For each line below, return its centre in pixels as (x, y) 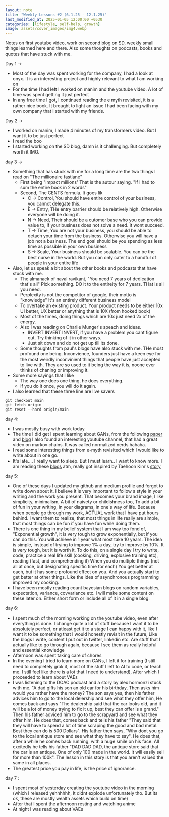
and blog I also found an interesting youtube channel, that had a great (85, 439)
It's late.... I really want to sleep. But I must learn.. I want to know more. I (87, 461)
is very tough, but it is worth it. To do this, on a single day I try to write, (86, 550)
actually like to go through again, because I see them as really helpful (84, 645)
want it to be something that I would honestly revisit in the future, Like (85, 634)
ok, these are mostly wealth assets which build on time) (70, 799)
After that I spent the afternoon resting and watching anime (74, 804)
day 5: (12, 476)
